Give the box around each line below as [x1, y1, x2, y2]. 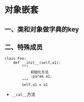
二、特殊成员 [4, 43, 43, 51]
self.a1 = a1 [22, 83, 48, 87]
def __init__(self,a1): [13, 60, 61, 65]
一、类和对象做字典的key [4, 25, 79, 33]
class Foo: [4, 56, 27, 61]
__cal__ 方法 [11, 91, 36, 97]
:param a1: [30, 74, 53, 79]
